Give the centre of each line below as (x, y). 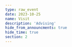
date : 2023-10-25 (23, 14)
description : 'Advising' (31, 23)
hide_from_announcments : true (36, 28)
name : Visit (17, 19)
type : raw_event (22, 10)
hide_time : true (22, 32)
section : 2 (16, 37)
